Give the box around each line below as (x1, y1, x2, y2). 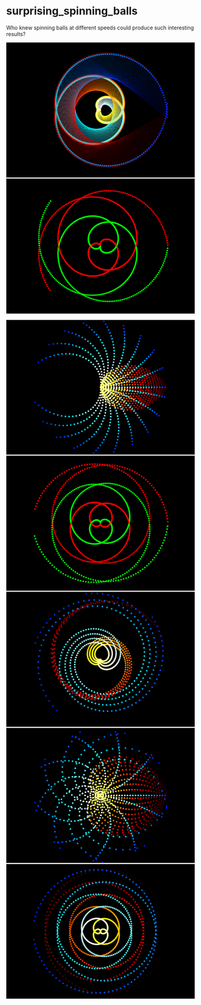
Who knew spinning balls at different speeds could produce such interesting (6, 24, 194, 31)
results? (6, 30, 26, 37)
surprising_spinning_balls (6, 4, 138, 18)
